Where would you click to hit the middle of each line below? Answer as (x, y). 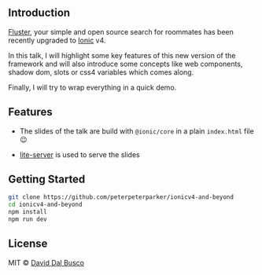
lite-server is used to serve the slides (79, 154)
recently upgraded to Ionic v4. (57, 40)
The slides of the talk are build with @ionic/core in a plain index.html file (137, 131)
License (28, 244)
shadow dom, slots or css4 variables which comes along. (101, 72)
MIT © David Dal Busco (46, 262)
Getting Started (47, 180)
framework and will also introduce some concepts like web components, (125, 64)
